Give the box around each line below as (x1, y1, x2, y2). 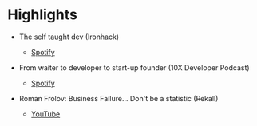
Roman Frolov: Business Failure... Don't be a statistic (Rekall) (18, 93, 219, 103)
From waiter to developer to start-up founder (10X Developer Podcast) (18, 62, 250, 73)
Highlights (7, 6, 77, 24)
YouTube (30, 109, 61, 119)
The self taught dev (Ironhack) (18, 32, 120, 41)
